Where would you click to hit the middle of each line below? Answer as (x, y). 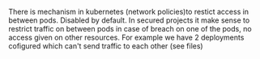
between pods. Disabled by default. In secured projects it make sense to (129, 20)
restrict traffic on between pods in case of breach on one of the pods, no (130, 29)
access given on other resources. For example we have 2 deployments (126, 37)
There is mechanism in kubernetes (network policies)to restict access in (129, 12)
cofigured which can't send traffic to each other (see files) (106, 46)
